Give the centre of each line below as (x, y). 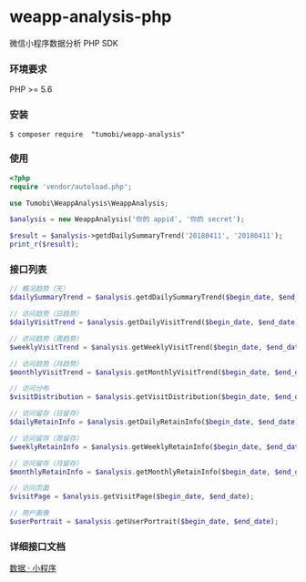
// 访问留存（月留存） (46, 463)
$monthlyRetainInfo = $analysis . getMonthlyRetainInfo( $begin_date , (140, 472)
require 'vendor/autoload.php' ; (71, 187)
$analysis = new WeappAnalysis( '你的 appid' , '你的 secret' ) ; (127, 220)
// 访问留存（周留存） (46, 438)
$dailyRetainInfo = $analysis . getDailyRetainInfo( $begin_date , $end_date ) (154, 422)
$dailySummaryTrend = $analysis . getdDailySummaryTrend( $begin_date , (142, 298)
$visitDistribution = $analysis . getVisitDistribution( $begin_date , (140, 397)
